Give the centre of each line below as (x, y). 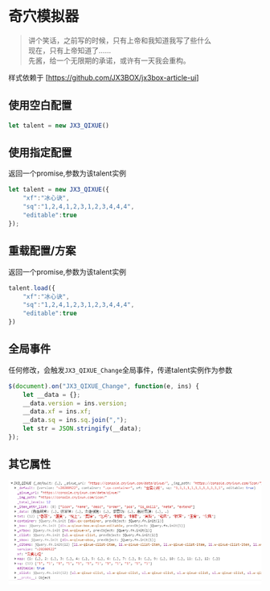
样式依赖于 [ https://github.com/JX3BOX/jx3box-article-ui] (104, 77)
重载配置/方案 (42, 251)
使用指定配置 (40, 153)
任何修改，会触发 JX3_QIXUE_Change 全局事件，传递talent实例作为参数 (121, 370)
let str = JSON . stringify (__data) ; (82, 429)
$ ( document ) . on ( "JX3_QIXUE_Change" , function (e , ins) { (104, 386)
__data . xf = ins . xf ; (57, 411)
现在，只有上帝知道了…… (69, 50)
